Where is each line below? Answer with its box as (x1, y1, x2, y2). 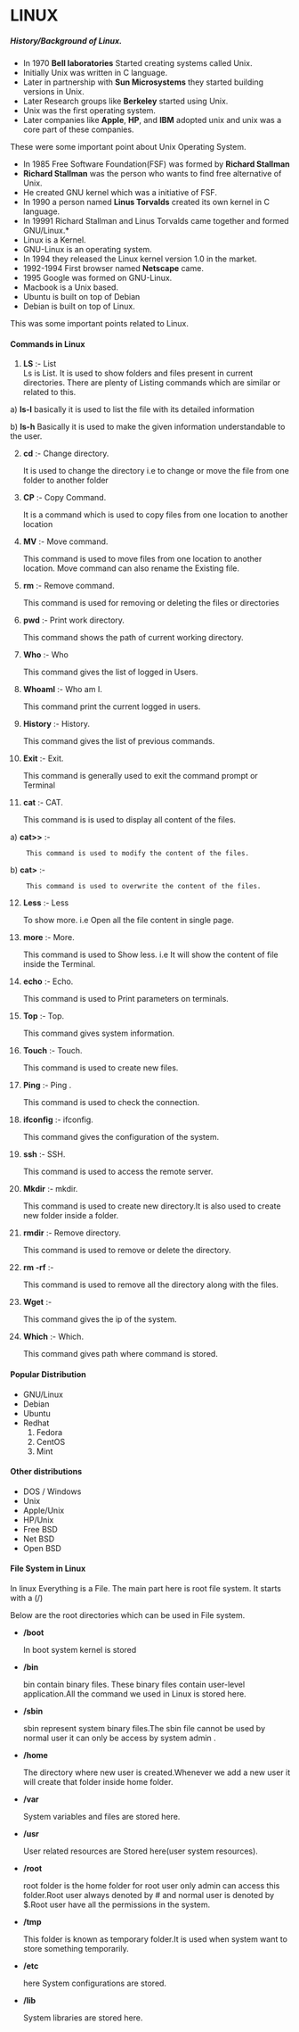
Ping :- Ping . (22, 1080, 72, 1091)
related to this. (22, 387, 77, 398)
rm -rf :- (22, 1262, 54, 1273)
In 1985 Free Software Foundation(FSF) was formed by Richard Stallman (22, 159, 290, 169)
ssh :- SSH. (22, 1149, 66, 1160)
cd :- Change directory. (22, 448, 109, 459)
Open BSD (22, 1542, 61, 1553)
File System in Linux (10, 1563, 86, 1574)
